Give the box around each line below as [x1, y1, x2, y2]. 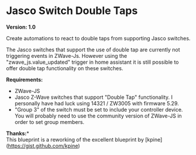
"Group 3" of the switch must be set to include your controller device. [14, 106, 183, 113]
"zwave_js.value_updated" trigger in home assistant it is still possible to [6, 58, 179, 66]
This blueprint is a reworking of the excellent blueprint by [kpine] [6, 136, 163, 143]
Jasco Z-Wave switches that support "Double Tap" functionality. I [14, 94, 173, 101]
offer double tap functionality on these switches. [6, 64, 123, 71]
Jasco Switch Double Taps [6, 4, 138, 18]
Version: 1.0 [6, 23, 36, 30]
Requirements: [6, 76, 43, 83]
